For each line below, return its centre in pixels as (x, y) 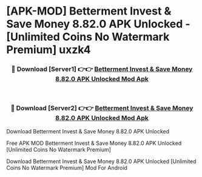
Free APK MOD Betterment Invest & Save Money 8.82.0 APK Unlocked (94, 143)
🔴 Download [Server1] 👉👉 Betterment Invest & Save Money (102, 69)
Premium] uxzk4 (49, 50)
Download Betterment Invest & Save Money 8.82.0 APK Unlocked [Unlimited (101, 161)
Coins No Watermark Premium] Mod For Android (67, 167)
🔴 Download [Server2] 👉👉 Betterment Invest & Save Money (102, 109)
